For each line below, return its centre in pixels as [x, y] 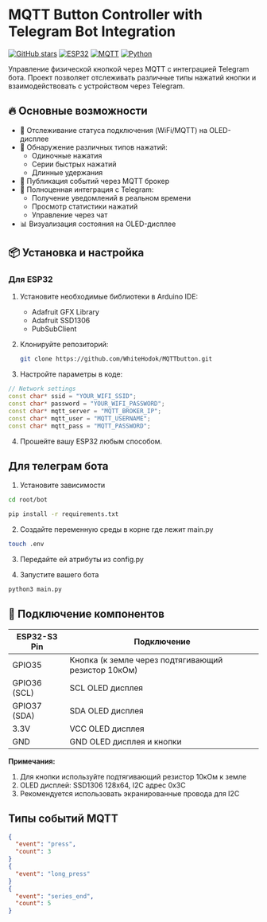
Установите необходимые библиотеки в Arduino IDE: [109, 297]
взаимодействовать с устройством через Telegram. [97, 86]
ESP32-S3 [37, 636]
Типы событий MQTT [63, 819]
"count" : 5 [33, 904]
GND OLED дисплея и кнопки [126, 741]
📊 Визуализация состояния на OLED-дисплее [98, 224]
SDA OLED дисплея [107, 710]
